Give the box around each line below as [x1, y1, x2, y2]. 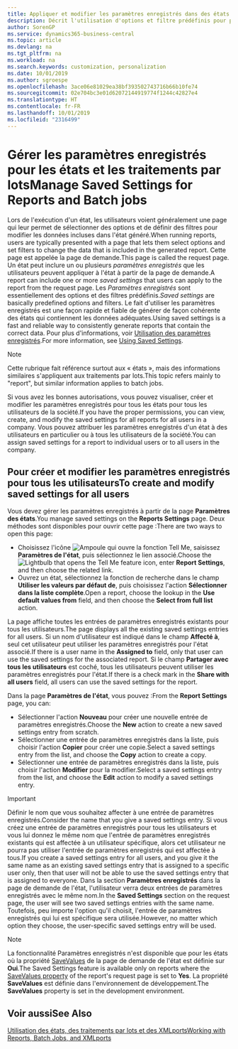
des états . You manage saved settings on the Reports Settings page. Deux [7, 514, 225, 523]
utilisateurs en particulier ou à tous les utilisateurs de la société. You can [7, 430, 216, 439]
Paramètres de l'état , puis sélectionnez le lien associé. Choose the [17, 551, 212, 560]
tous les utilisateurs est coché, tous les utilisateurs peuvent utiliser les [7, 663, 214, 671]
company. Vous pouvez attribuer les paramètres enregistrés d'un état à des [7, 423, 228, 431]
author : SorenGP [7, 23, 55, 31]
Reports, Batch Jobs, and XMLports [7, 1034, 112, 1043]
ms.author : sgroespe [7, 76, 69, 84]
